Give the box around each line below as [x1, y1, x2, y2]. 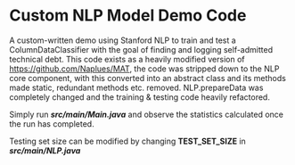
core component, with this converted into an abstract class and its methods [9, 72, 287, 83]
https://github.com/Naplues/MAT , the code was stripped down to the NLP [9, 63, 280, 74]
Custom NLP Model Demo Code [9, 5, 247, 26]
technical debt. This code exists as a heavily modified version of [9, 54, 245, 64]
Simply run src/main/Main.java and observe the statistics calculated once [9, 109, 283, 120]
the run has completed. [9, 118, 95, 129]
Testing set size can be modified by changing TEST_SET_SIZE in [9, 136, 247, 146]
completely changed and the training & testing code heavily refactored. [9, 91, 270, 103]
